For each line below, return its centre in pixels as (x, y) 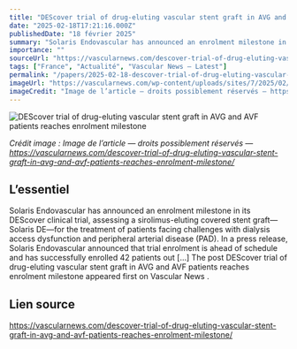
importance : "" (37, 50)
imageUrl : (27, 83)
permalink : (29, 75)
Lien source (42, 304)
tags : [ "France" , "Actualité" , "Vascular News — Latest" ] (118, 67)
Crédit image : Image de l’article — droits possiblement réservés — (131, 143)
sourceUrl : (29, 58)
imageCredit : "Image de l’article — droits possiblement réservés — (138, 91)
